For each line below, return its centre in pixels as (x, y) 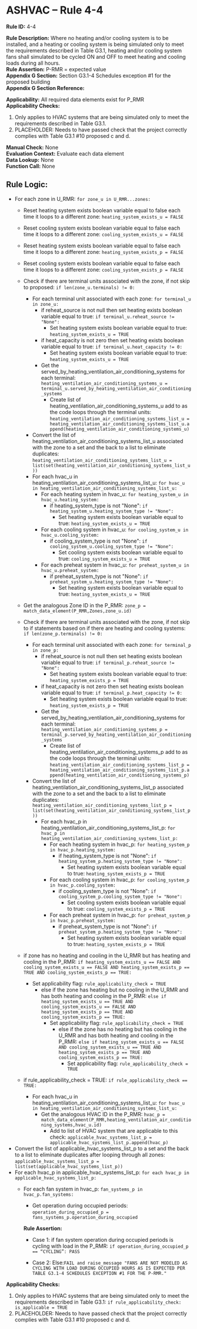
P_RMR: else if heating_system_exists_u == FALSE (121, 1042)
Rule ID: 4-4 (21, 27)
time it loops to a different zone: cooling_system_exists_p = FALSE (103, 269)
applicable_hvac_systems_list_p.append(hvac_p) (109, 1143)
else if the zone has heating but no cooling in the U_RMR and (115, 990)
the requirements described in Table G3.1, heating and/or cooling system (94, 50)
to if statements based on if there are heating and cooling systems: (104, 628)
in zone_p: (45, 650)
